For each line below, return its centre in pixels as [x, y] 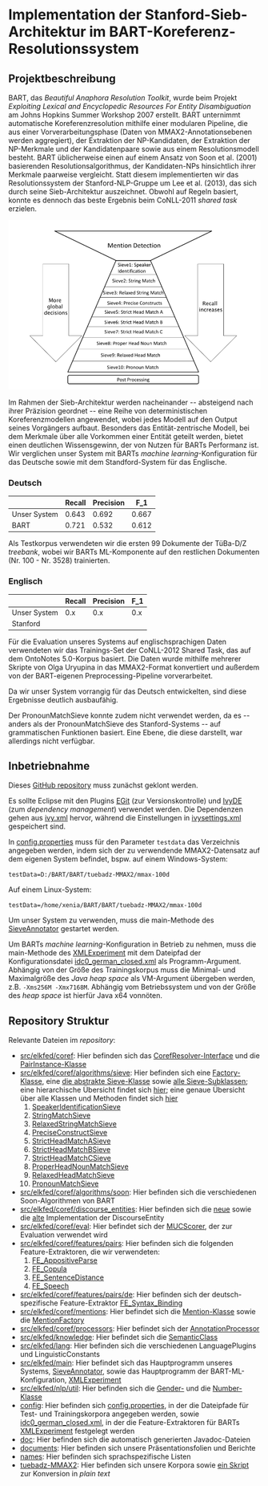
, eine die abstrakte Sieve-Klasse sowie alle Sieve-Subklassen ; [145, 1081]
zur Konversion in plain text [65, 1474]
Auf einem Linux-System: [50, 890]
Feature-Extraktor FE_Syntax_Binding [121, 1303]
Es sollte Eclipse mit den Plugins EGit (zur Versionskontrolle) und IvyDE [125, 801]
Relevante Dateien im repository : [62, 1040]
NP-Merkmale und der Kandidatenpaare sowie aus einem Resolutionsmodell [134, 149]
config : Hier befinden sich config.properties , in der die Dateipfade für [134, 1406]
